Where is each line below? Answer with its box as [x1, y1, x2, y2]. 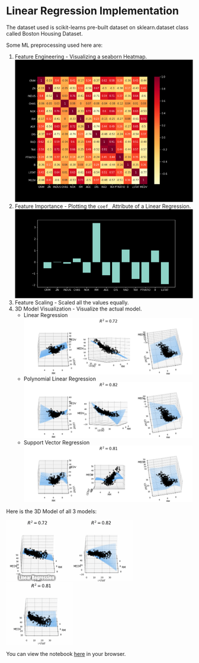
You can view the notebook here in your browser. [6, 651, 126, 658]
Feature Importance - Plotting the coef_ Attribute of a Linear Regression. [14, 203, 191, 210]
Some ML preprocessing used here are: [6, 41, 103, 49]
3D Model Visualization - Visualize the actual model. [14, 305, 142, 312]
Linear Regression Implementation [6, 4, 179, 18]
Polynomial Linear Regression [23, 375, 97, 383]
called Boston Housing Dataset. [6, 30, 83, 37]
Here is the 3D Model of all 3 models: [6, 508, 97, 515]
